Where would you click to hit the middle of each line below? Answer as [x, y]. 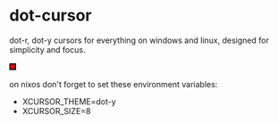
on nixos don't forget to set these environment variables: [114, 84]
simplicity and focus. [47, 49]
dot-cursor [51, 16]
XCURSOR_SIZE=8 [56, 111]
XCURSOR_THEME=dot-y [69, 101]
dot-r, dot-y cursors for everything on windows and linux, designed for [139, 40]
